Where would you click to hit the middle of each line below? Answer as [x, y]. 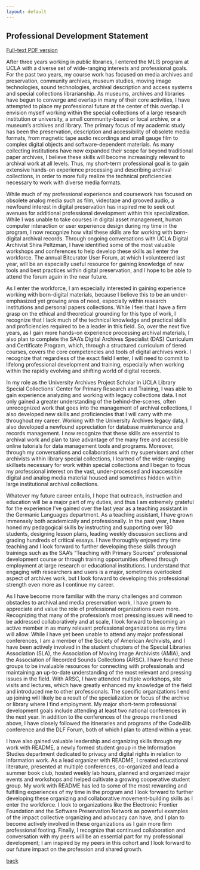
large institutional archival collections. [53, 484]
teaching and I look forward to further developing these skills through [91, 547]
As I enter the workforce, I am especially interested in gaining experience [96, 288]
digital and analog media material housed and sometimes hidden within [93, 478]
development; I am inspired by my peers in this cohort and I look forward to [99, 843]
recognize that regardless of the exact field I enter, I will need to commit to [98, 358]
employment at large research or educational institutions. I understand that [98, 566]
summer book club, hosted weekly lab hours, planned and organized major [98, 773]
